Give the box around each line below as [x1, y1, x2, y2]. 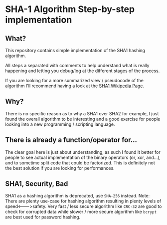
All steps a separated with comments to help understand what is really [5, 63, 150, 68]
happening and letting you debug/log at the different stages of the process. [5, 68, 160, 74]
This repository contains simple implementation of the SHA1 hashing [5, 48, 146, 53]
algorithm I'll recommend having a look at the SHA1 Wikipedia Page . [5, 83, 145, 89]
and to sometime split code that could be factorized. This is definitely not [5, 159, 156, 166]
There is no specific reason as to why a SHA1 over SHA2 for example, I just [5, 110, 159, 116]
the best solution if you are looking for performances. [5, 165, 115, 171]
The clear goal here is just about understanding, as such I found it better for [5, 149, 161, 155]
